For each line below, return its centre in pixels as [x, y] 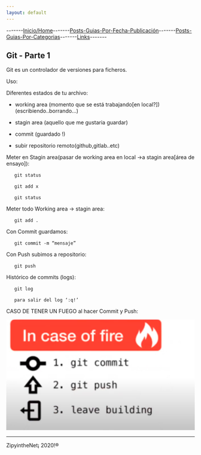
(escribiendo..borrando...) [47, 111]
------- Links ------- [83, 36]
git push [25, 266]
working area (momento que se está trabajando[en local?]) [87, 105]
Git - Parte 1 [28, 56]
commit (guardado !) [40, 134]
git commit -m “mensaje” [45, 243]
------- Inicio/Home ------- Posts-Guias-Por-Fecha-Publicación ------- [91, 30]
